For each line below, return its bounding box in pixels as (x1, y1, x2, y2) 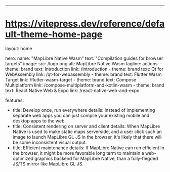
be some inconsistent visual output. (12, 139, 87, 145)
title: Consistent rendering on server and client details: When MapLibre (12, 123, 160, 129)
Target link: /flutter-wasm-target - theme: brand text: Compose (5, 76, 137, 82)
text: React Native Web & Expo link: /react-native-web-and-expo (5, 87, 140, 94)
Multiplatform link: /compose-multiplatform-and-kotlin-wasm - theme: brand (5, 82, 164, 88)
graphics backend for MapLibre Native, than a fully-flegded (34, 155, 158, 161)
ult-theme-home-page (5, 29, 103, 40)
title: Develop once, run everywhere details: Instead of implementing (12, 107, 155, 113)
